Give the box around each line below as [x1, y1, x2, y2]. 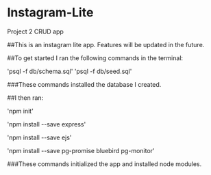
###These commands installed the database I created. [7, 80, 162, 88]
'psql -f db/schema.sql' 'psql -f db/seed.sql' [7, 67, 132, 75]
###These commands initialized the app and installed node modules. [7, 159, 202, 168]
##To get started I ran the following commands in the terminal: [7, 53, 184, 62]
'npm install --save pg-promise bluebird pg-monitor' [7, 146, 156, 154]
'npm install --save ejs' [7, 133, 72, 142]
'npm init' [7, 107, 34, 115]
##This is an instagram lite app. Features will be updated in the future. [7, 40, 205, 49]
